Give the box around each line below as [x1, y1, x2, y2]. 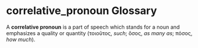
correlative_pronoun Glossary [6, 4, 158, 18]
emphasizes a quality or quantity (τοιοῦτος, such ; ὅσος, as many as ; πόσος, [6, 29, 193, 36]
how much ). [6, 36, 36, 43]
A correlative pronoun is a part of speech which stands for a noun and [6, 23, 180, 30]
